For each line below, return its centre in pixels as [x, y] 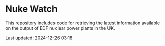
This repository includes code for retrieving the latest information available [83, 23]
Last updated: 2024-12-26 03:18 [39, 38]
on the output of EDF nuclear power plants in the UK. [60, 28]
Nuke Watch [32, 9]
